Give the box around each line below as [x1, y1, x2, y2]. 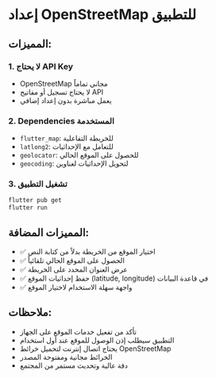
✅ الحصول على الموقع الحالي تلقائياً [19, 256, 125, 265]
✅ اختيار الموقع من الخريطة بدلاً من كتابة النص [19, 247, 156, 257]
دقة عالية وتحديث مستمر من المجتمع [19, 361, 129, 370]
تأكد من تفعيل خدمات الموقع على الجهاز [19, 326, 137, 336]
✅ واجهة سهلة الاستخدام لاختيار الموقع [19, 283, 133, 292]
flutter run [8, 204, 48, 212]
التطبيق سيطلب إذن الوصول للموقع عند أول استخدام [19, 335, 175, 345]
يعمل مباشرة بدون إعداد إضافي [19, 95, 113, 105]
